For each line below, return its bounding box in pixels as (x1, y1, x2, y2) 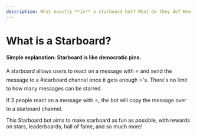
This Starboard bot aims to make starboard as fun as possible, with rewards (6, 116, 191, 124)
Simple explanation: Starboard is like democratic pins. (6, 54, 142, 61)
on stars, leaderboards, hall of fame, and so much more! (6, 123, 143, 130)
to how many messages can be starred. (6, 85, 102, 92)
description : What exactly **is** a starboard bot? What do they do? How (6, 8, 192, 15)
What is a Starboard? (6, 34, 111, 47)
